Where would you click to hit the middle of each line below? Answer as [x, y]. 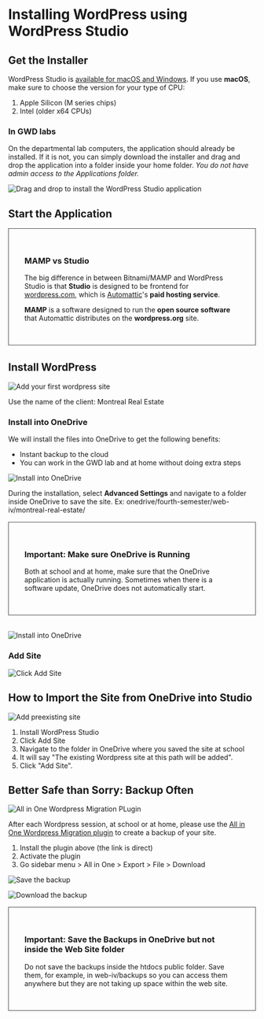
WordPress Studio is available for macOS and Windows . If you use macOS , [129, 79]
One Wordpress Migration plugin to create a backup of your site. [112, 833]
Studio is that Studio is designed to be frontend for [107, 286]
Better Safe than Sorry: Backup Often [101, 790]
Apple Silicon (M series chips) [68, 103]
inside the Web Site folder [75, 950]
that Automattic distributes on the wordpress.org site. [112, 318]
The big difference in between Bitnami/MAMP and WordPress [124, 278]
